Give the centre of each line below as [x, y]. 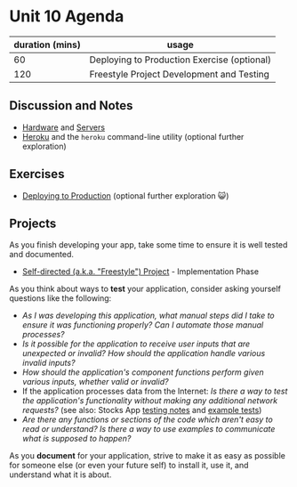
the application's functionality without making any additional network [150, 401]
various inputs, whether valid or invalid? [95, 382]
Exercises [37, 174]
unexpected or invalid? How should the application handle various [144, 353]
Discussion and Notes [71, 106]
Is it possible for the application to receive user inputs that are [136, 344]
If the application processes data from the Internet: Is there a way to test [155, 391]
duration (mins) [48, 45]
